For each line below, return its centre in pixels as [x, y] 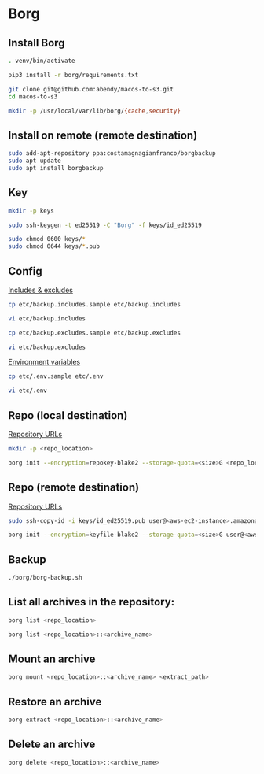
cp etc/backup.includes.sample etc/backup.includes [94, 304]
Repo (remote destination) [74, 488]
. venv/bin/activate [42, 61]
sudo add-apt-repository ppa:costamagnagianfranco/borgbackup [112, 154]
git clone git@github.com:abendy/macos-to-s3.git [91, 89]
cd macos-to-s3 [33, 96]
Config [25, 271]
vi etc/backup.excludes [47, 347]
